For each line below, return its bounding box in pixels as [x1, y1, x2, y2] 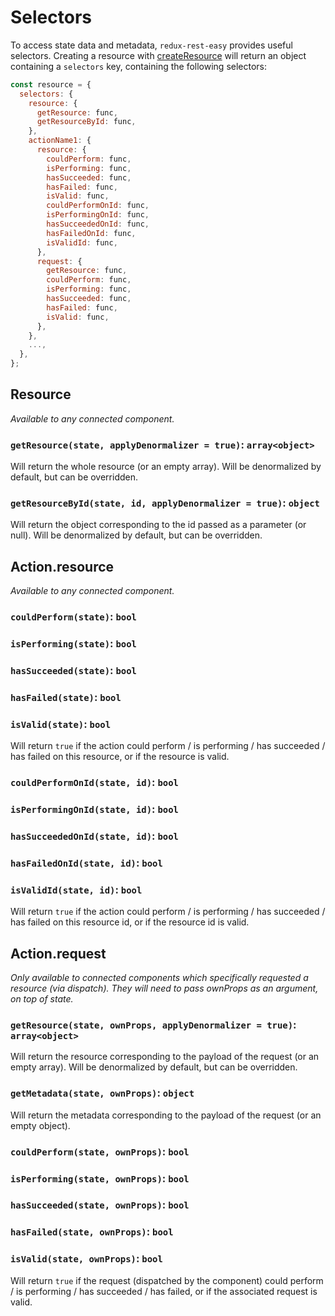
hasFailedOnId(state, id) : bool [10, 856, 163, 870]
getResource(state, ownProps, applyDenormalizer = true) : [10, 1017, 297, 1031]
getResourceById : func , [36, 117, 137, 127]
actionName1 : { [28, 136, 92, 146]
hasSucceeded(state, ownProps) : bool [10, 1198, 190, 1212]
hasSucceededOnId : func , [46, 219, 150, 230]
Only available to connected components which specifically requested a [10, 972, 309, 984]
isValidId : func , [46, 237, 118, 248]
